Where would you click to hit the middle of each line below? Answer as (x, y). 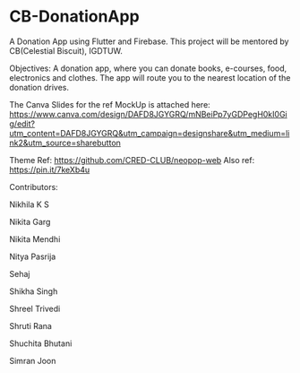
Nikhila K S (29, 204)
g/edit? (22, 124)
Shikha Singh (34, 291)
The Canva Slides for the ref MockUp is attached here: (110, 104)
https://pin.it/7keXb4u (50, 169)
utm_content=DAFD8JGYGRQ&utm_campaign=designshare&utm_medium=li (150, 133)
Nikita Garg (30, 221)
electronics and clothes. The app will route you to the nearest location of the (150, 77)
